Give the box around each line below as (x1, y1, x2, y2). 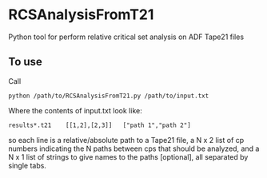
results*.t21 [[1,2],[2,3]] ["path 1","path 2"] (8, 121, 192, 129)
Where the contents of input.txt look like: (8, 105, 142, 115)
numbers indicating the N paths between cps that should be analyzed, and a (8, 144, 260, 153)
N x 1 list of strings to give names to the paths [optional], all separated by (8, 152, 249, 161)
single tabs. (8, 160, 46, 170)
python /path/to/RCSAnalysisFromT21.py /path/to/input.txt (8, 92, 209, 100)
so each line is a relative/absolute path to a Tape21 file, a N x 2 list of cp (8, 135, 245, 144)
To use (8, 55, 42, 69)
